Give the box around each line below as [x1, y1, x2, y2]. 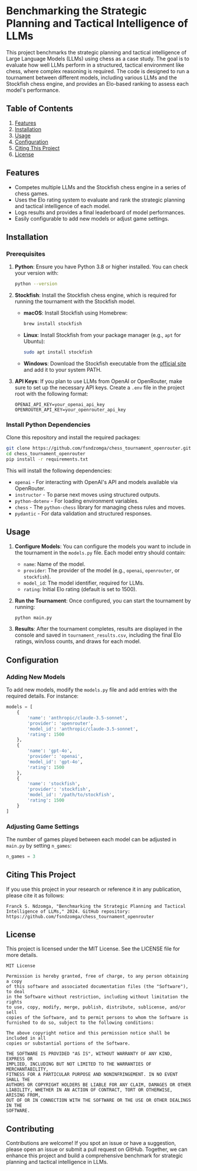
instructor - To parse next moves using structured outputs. [14, 491, 160, 498]
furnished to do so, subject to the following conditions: [6, 1020, 155, 1026]
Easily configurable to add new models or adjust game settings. [14, 215, 169, 222]
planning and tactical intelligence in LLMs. [6, 1159, 109, 1166]
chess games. [14, 190, 49, 197]
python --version [14, 281, 58, 287]
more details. [6, 952, 38, 959]
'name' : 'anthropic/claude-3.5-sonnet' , [27, 715, 128, 721]
